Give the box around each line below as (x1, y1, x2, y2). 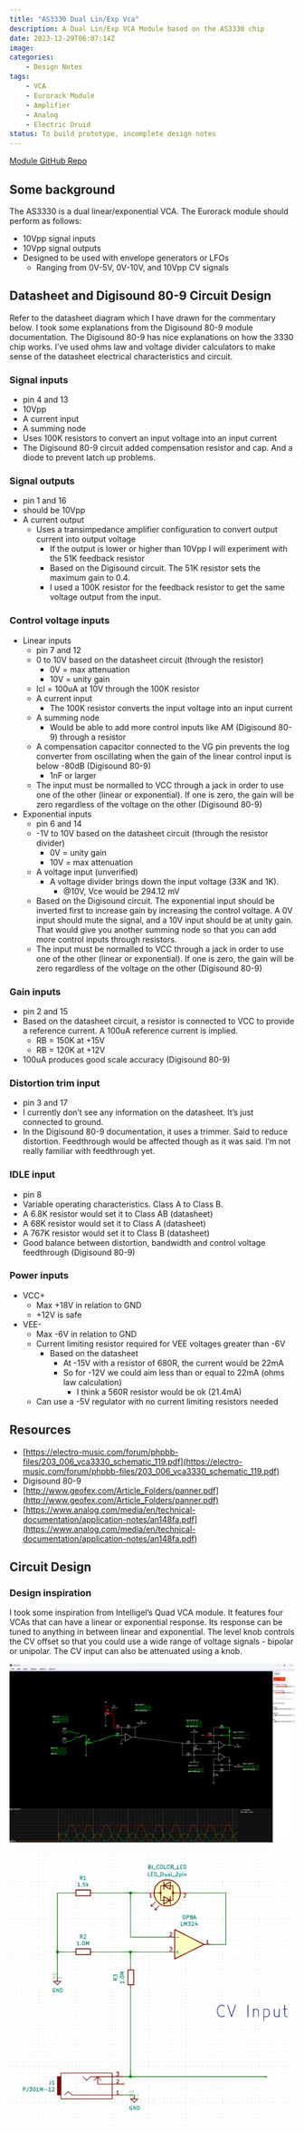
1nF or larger (49, 769, 97, 780)
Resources (9, 1423, 71, 1438)
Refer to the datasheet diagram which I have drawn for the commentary (9, 312, 276, 323)
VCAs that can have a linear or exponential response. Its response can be (9, 1617, 283, 1628)
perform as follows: (9, 215, 82, 226)
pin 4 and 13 (22, 395, 69, 406)
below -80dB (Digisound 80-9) (35, 760, 151, 771)
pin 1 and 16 (22, 495, 67, 506)
